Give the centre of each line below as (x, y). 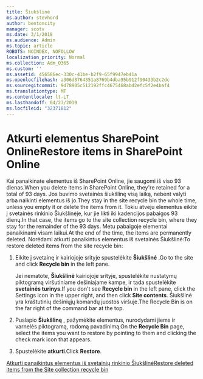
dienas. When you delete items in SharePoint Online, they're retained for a (98, 188)
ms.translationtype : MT (36, 91)
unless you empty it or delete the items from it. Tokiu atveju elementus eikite (102, 207)
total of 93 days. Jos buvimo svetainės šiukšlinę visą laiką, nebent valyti (96, 194)
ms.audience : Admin (31, 40)
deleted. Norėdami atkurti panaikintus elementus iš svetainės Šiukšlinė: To (98, 239)
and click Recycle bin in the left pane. (62, 264)
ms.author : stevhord (33, 18)
